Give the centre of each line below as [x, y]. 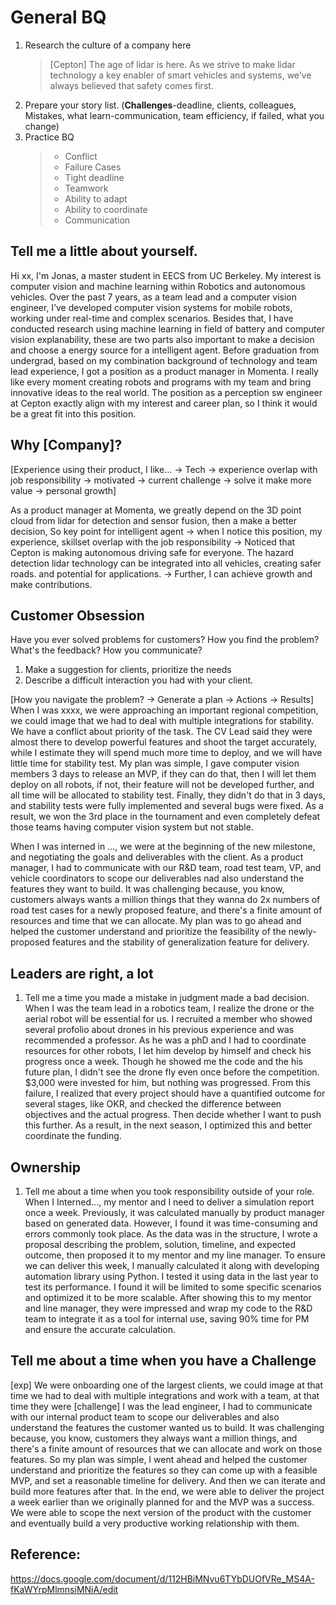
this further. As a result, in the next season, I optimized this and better [168, 1125]
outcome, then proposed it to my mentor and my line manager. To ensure [175, 1255]
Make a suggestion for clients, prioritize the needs [128, 670]
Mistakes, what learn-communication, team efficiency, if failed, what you [174, 115]
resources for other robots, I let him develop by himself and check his [168, 1051]
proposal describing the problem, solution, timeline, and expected [160, 1244]
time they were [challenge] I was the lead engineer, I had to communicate [161, 1406]
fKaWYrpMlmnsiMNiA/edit [64, 1589]
